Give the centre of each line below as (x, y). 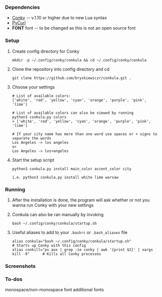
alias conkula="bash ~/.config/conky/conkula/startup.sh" (72, 241)
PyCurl (19, 23)
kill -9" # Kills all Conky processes (57, 254)
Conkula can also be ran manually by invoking (58, 214)
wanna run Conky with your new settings (53, 205)
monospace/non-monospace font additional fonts (54, 290)
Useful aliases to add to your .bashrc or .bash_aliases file (70, 232)
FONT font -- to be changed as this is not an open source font (74, 28)
